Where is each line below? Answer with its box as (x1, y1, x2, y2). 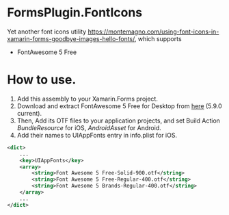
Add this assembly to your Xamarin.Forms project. (16, 94, 159, 103)
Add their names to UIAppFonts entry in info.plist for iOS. (16, 131, 178, 139)
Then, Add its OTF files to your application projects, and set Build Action (16, 116, 221, 125)
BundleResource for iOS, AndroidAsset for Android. (16, 123, 162, 131)
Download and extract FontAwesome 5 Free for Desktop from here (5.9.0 (16, 101, 222, 110)
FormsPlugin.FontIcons (7, 5, 143, 21)
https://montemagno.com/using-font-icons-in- (87, 27, 219, 36)
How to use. (7, 72, 77, 88)
